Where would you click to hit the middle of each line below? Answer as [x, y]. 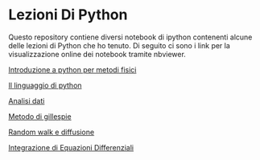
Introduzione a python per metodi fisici [72, 69]
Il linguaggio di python [45, 85]
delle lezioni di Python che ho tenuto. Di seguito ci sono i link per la [120, 45]
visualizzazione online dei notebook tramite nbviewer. [97, 54]
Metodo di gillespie [40, 116]
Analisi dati [27, 101]
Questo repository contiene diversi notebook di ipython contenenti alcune [130, 37]
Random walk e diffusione [52, 132]
